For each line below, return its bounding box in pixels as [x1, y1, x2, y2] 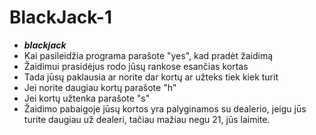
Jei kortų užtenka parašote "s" [23, 92, 151, 104]
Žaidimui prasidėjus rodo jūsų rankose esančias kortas [23, 60, 249, 72]
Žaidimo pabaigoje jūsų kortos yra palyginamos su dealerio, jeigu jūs [23, 102, 307, 115]
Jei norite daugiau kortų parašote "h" [23, 81, 177, 93]
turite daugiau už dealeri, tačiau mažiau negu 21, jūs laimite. [23, 113, 271, 125]
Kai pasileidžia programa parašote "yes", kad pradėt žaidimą [23, 49, 274, 61]
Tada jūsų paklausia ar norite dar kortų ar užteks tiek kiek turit [23, 71, 279, 83]
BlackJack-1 [9, 6, 112, 29]
